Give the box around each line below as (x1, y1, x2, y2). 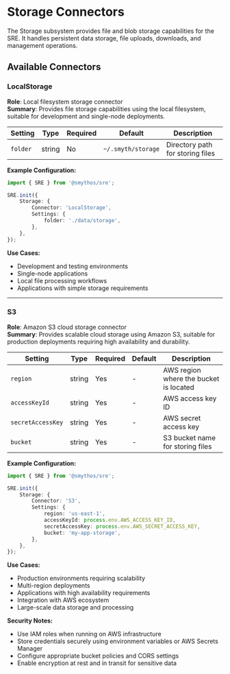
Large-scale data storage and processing (16, 603, 134, 612)
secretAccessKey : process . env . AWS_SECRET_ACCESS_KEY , (43, 522, 201, 530)
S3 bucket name (163, 433, 216, 442)
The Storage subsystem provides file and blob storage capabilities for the (7, 27, 214, 35)
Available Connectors (7, 61, 101, 73)
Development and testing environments (16, 262, 129, 270)
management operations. (7, 41, 78, 49)
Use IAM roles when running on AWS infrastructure (16, 630, 162, 638)
